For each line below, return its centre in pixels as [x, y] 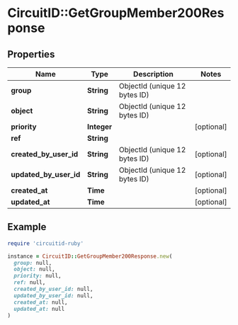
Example [27, 227]
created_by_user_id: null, [53, 289]
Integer [100, 127]
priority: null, [38, 276]
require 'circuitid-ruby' [45, 243]
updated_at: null [39, 309]
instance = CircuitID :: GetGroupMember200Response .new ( [90, 256]
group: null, [33, 263]
